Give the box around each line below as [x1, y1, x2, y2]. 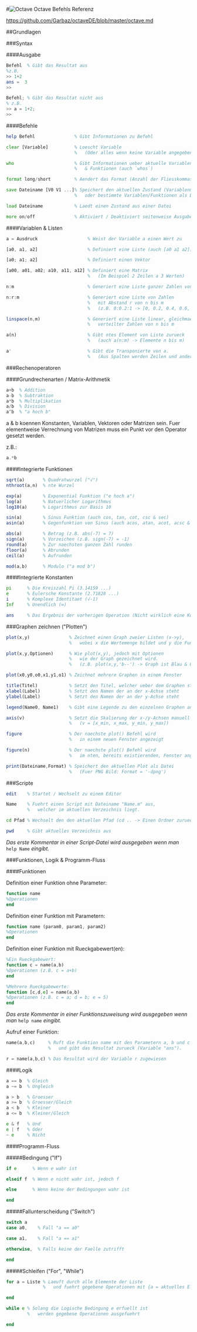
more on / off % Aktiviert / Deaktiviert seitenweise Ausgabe [6, 214, 193, 220]
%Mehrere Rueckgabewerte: [6, 983, 69, 989]
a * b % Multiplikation [6, 398, 62, 404]
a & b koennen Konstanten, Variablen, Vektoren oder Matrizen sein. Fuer [6, 420, 181, 427]
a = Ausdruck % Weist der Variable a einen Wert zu [6, 236, 182, 241]
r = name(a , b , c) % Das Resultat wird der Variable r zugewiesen [6, 1056, 167, 1062]
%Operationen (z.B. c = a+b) [6, 967, 77, 973]
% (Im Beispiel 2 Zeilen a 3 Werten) [87, 273, 185, 279]
